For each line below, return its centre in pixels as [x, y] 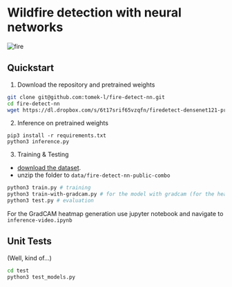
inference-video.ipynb [40, 220]
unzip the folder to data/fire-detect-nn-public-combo [94, 175]
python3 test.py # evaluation [51, 201]
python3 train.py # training [49, 188]
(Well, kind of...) [29, 258]
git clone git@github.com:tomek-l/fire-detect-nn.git [86, 97]
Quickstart [31, 68]
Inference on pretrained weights [63, 123]
